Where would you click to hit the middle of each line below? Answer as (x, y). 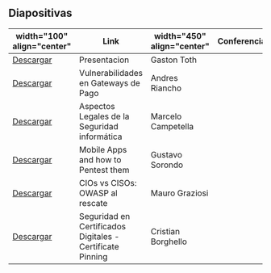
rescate (94, 203)
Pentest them (104, 170)
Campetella (172, 126)
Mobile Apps (103, 149)
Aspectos (97, 106)
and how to (100, 159)
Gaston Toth (174, 60)
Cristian (165, 231)
